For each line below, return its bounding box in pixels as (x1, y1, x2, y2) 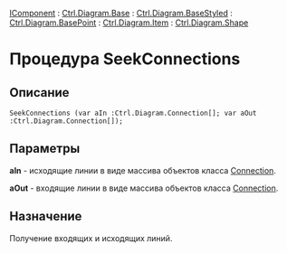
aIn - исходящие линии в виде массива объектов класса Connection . (9, 164, 276, 175)
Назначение (9, 209, 82, 224)
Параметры (9, 141, 81, 156)
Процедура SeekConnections (9, 49, 241, 70)
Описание (9, 85, 70, 100)
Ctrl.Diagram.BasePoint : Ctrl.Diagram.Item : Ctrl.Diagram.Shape (9, 17, 249, 28)
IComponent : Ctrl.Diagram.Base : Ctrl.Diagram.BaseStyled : (9, 8, 233, 18)
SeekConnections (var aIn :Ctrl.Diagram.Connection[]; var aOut (9, 108, 257, 117)
